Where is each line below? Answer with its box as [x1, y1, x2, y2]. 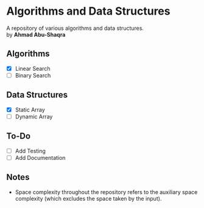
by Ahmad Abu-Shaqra [6, 30, 66, 38]
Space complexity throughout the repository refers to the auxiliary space [15, 188, 198, 196]
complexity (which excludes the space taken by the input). [15, 195, 162, 202]
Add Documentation [15, 154, 66, 161]
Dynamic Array [15, 113, 53, 120]
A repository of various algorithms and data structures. [6, 24, 144, 32]
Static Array [15, 106, 46, 113]
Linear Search [15, 65, 51, 72]
